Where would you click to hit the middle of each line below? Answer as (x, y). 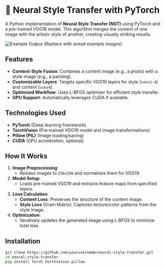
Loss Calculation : (30, 194)
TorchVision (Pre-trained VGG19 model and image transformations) (81, 130)
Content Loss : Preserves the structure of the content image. (81, 199)
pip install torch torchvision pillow (45, 262)
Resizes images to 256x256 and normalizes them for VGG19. (80, 173)
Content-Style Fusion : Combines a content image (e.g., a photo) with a (85, 71)
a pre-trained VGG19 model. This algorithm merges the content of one (76, 29)
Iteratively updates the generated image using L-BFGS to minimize (87, 220)
